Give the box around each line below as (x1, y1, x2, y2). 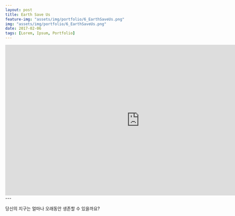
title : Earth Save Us (5, 12, 51, 17)
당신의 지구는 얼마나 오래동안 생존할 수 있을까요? (5, 205, 100, 211)
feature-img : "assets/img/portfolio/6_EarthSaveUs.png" (5, 17, 125, 22)
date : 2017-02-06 (5, 26, 42, 31)
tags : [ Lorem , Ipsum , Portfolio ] (5, 31, 75, 36)
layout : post (5, 7, 33, 13)
